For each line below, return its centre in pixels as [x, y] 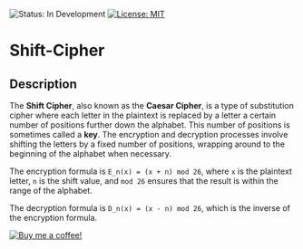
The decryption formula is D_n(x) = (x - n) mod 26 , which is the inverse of [150, 208]
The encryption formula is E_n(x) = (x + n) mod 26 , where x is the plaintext [151, 171]
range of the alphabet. [51, 191]
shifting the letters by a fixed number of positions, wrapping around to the [147, 144]
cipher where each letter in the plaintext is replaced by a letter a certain [143, 115]
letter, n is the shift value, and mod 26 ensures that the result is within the [144, 181]
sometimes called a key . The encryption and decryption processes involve [149, 134]
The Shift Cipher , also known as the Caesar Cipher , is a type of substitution [152, 105]
